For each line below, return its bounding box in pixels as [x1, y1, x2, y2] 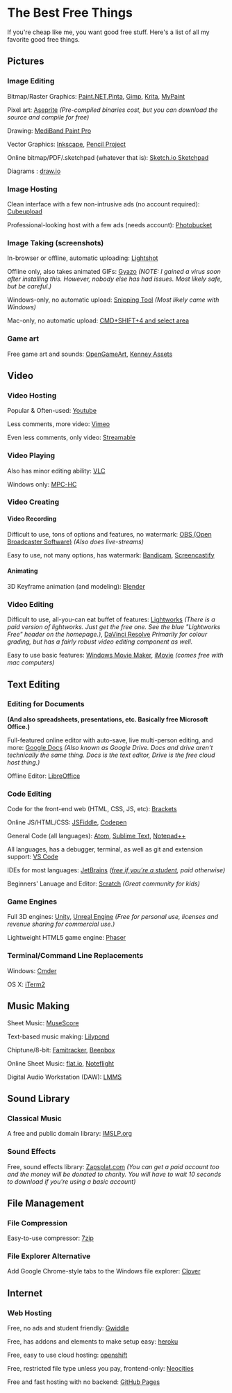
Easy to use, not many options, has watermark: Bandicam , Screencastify [7, 551, 215, 559]
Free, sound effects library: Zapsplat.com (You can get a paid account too [7, 1162, 220, 1171]
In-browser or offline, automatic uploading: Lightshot [7, 254, 158, 262]
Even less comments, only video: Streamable [7, 433, 136, 442]
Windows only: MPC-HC [7, 480, 77, 488]
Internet [7, 1287, 43, 1299]
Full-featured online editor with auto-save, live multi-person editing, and [7, 735, 213, 744]
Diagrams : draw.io [7, 167, 61, 175]
